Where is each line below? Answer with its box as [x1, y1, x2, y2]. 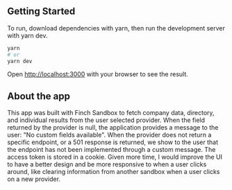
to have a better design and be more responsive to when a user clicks [7, 160, 207, 169]
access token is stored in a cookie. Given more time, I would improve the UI [7, 153, 223, 162]
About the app [7, 90, 71, 102]
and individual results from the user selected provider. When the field [7, 116, 206, 124]
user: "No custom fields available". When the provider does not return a [7, 131, 212, 139]
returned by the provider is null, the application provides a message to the [7, 123, 219, 132]
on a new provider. [7, 175, 61, 183]
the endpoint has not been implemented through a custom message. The [7, 146, 216, 154]
